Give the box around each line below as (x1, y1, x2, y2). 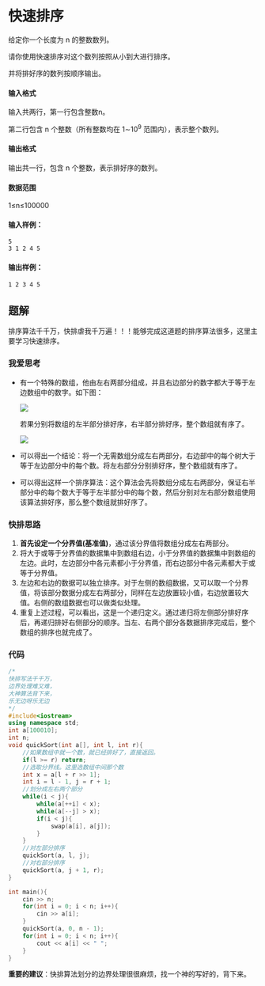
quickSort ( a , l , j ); (22, 851, 90, 859)
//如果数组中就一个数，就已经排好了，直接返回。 (22, 749, 160, 757)
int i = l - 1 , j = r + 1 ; (22, 778, 112, 786)
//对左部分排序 (22, 844, 66, 852)
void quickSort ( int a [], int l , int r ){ (8, 741, 144, 749)
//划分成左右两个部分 (22, 785, 83, 794)
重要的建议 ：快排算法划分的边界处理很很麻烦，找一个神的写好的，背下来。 (8, 969, 251, 979)
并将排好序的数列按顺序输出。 (8, 68, 105, 78)
